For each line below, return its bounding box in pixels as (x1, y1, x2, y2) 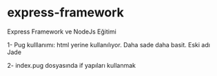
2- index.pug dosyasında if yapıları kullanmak (7, 61, 136, 69)
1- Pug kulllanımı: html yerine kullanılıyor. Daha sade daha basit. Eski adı (7, 40, 210, 49)
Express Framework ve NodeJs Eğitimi (7, 27, 117, 36)
